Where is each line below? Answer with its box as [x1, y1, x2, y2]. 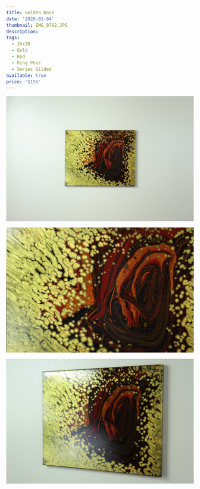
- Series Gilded [11, 66, 52, 72]
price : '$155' [6, 79, 42, 85]
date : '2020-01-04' [6, 15, 55, 22]
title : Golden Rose [6, 10, 55, 15]
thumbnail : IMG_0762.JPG [6, 22, 68, 28]
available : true [6, 72, 46, 79]
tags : [6, 35, 20, 41]
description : [6, 29, 39, 35]
